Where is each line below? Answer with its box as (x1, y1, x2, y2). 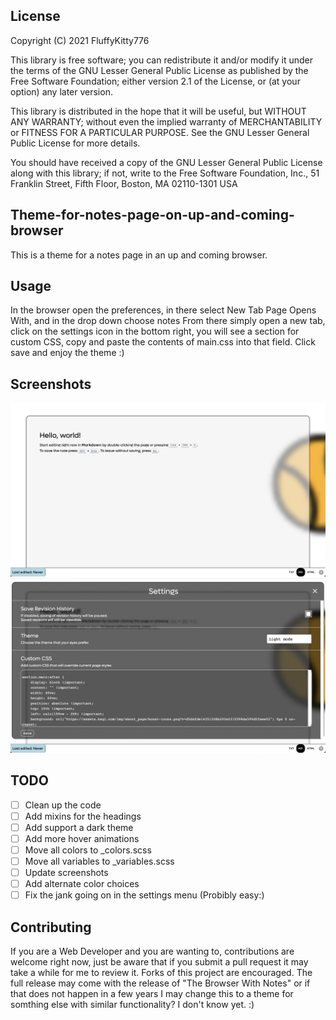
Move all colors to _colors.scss (24, 844, 152, 856)
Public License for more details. (10, 137, 141, 149)
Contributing (10, 919, 92, 936)
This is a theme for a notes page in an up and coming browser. (10, 249, 268, 261)
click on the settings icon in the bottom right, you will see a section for (10, 325, 300, 338)
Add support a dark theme (24, 821, 134, 833)
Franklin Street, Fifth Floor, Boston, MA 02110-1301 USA (10, 177, 238, 189)
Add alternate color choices (24, 878, 140, 890)
